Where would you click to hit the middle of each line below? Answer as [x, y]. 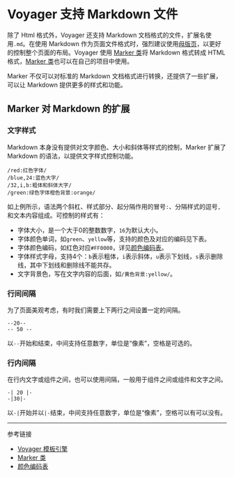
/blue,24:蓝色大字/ [33, 178]
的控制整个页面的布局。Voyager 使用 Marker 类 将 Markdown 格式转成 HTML [116, 52]
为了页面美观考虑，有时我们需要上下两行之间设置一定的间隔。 [96, 310]
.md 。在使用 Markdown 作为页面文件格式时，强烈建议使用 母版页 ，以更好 [117, 43]
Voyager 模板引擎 [42, 449]
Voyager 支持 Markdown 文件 [93, 14]
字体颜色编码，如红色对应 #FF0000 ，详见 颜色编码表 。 [92, 247]
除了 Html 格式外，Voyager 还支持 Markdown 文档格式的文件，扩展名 [107, 35]
